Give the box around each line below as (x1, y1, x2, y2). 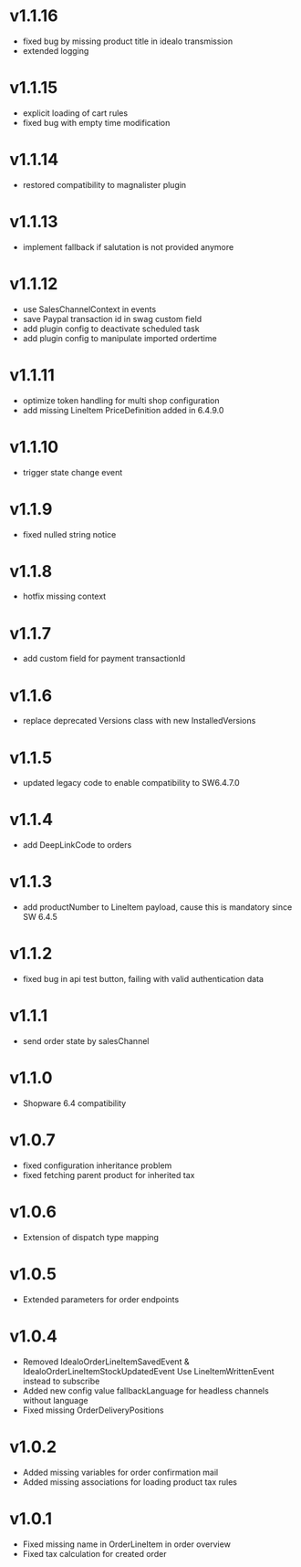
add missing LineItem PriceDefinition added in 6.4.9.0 (22, 404, 224, 415)
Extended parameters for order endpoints (22, 1293, 180, 1305)
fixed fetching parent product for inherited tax (22, 1169, 195, 1180)
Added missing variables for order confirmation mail (22, 1467, 219, 1478)
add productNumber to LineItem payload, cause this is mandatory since (22, 902, 293, 913)
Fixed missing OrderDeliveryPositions (22, 1405, 164, 1416)
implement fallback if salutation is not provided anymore (22, 241, 234, 252)
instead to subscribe (22, 1375, 100, 1386)
